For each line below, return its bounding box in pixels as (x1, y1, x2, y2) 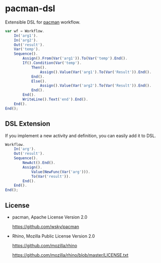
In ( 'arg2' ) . (14, 38, 38, 43)
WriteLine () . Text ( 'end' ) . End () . (22, 97, 89, 102)
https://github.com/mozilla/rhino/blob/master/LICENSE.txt (12, 252, 129, 258)
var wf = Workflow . (5, 28, 45, 33)
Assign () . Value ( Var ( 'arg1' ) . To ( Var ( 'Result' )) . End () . (40, 70, 152, 74)
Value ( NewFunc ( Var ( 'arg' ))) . (31, 169, 91, 174)
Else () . (31, 79, 47, 84)
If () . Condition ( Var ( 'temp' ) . (22, 61, 82, 66)
